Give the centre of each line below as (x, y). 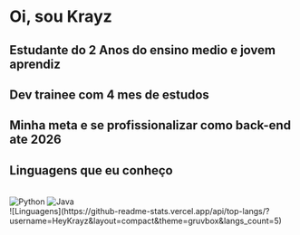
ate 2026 (35, 140)
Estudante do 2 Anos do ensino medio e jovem (143, 50)
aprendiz (35, 64)
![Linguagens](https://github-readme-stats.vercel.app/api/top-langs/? (140, 211)
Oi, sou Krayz (61, 17)
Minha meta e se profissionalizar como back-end (150, 125)
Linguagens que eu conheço (92, 170)
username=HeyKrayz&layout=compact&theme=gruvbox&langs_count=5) (146, 221)
